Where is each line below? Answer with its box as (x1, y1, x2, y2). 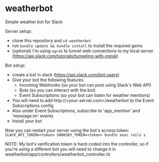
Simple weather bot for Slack (5, 19, 63, 25)
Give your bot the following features (12, 77, 84, 83)
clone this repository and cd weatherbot (12, 37, 91, 44)
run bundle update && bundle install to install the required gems (12, 43, 143, 48)
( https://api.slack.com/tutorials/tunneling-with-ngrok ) (12, 53, 119, 59)
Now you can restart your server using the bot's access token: (5, 127, 130, 133)
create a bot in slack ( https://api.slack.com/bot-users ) (12, 72, 120, 77)
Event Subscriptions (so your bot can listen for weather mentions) (19, 92, 150, 98)
